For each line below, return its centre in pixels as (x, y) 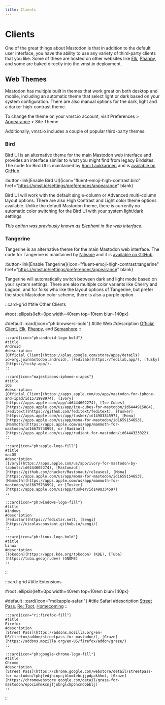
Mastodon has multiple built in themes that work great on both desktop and (81, 91)
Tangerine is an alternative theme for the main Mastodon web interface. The (82, 249)
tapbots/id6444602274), (30, 468)
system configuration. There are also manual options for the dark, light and (81, 101)
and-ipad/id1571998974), (31, 398)
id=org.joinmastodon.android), (37, 359)
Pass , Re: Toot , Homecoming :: (36, 606)
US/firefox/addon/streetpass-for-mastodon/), (52, 637)
